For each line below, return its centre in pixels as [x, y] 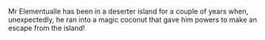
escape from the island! [47, 28]
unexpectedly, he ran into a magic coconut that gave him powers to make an [132, 20]
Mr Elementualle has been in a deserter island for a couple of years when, [129, 11]
